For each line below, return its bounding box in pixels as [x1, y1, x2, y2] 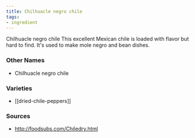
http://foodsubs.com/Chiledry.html [14, 125, 98, 132]
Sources [6, 112, 30, 120]
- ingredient [6, 19, 38, 25]
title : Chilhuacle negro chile [6, 8, 83, 15]
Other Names [6, 56, 45, 64]
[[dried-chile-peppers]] [14, 97, 71, 104]
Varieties [6, 84, 32, 92]
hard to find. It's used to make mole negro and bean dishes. [6, 42, 150, 49]
